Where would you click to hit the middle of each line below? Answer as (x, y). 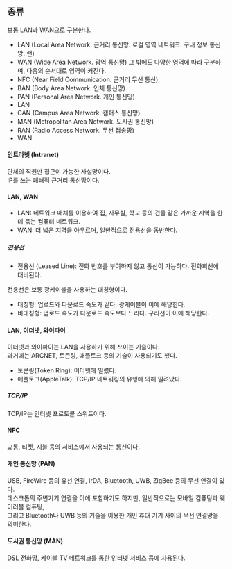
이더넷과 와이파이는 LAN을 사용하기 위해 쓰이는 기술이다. (84, 347)
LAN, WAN (23, 197)
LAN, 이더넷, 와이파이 (36, 330)
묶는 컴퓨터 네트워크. (53, 222)
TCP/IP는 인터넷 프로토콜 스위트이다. (57, 414)
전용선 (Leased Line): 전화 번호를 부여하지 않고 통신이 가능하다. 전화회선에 (118, 266)
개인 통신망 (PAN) (31, 464)
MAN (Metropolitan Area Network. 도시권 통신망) (86, 121)
